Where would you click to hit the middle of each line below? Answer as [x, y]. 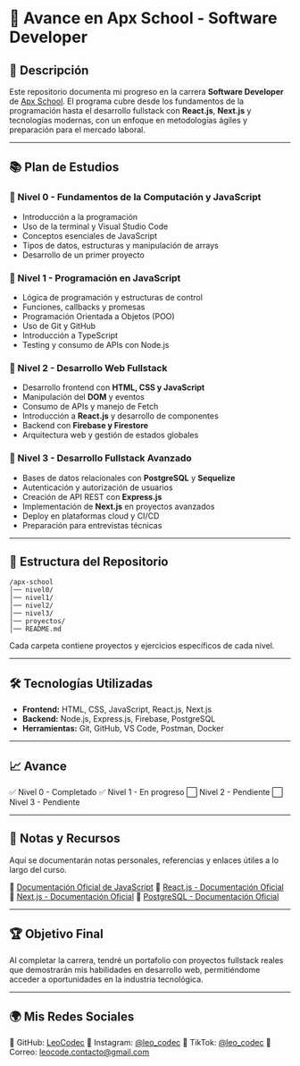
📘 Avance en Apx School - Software [143, 18]
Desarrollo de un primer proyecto [83, 255]
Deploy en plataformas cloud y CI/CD [91, 516]
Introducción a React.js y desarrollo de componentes [120, 416]
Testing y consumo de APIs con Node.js [96, 344]
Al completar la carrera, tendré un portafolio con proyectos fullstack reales [146, 960]
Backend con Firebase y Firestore [85, 426]
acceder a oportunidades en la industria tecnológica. [106, 979]
